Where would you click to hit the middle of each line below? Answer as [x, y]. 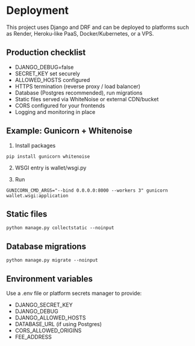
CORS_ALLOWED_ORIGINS [48, 330]
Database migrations [46, 246]
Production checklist [46, 53]
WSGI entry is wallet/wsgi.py [51, 168]
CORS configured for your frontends [60, 105]
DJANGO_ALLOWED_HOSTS [50, 318]
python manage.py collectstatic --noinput [60, 228]
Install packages [35, 145]
